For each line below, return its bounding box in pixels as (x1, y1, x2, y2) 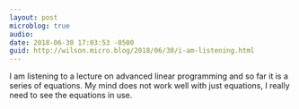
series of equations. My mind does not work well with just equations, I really (9, 80, 290, 91)
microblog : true (9, 21, 70, 30)
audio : (9, 29, 34, 38)
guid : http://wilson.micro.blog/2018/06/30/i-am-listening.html (9, 46, 255, 55)
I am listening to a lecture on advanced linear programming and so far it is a (9, 71, 289, 81)
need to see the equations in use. (9, 90, 133, 101)
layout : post (9, 13, 58, 22)
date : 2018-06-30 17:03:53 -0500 (9, 38, 135, 47)
